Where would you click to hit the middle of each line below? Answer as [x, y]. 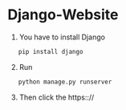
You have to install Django [62, 37]
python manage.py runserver [65, 82]
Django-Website [63, 15]
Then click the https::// [57, 97]
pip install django [51, 51]
